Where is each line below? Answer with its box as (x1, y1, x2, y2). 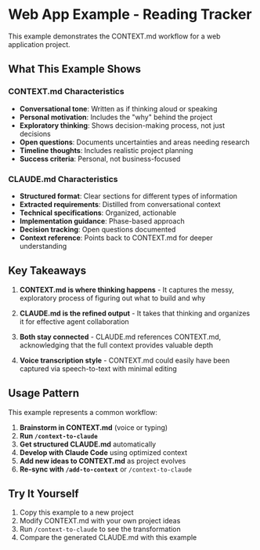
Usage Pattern (8, 387, 80, 400)
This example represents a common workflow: (8, 407, 158, 417)
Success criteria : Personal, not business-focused (19, 154, 181, 163)
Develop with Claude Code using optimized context (19, 447, 188, 457)
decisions (19, 129, 51, 138)
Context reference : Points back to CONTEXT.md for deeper (19, 233, 213, 242)
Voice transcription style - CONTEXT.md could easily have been (19, 355, 230, 365)
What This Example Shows (8, 63, 141, 76)
